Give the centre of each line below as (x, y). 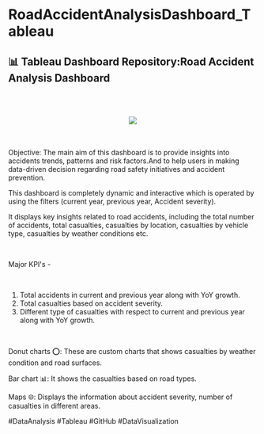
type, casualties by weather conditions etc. (78, 234)
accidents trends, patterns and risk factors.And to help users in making (124, 161)
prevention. (27, 177)
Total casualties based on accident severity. (91, 303)
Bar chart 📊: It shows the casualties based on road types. (103, 379)
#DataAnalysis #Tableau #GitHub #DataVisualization (94, 421)
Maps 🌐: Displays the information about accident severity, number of (121, 397)
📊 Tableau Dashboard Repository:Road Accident (131, 61)
